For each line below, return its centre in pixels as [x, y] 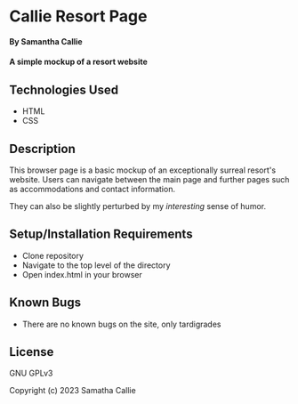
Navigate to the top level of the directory [96, 265]
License [32, 352]
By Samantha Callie [46, 41]
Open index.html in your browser [82, 274]
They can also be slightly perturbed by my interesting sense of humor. [138, 206]
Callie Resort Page [78, 16]
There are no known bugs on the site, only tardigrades [121, 324]
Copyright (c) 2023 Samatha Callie [72, 391]
